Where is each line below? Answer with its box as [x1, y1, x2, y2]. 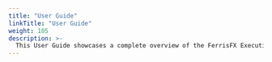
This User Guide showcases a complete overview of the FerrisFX [15, 42, 237, 50]
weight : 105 [8, 27, 49, 35]
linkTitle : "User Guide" [8, 19, 92, 27]
